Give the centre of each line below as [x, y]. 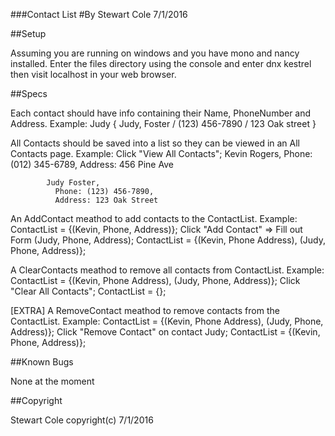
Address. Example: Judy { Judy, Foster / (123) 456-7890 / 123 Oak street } [163, 123]
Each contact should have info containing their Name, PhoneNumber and [161, 113]
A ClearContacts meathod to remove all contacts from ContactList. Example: [167, 270]
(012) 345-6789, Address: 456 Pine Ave [92, 164]
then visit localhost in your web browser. [93, 74]
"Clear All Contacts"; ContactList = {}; [88, 291]
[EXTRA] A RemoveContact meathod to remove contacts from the [145, 310]
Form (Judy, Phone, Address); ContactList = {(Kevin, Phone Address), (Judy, [168, 240]
